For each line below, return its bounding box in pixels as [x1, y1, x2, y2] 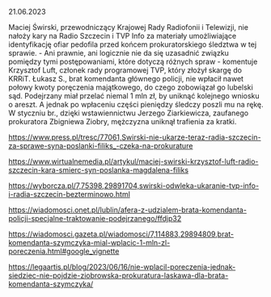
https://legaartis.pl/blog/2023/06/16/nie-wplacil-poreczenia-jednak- [8, 262, 236, 271]
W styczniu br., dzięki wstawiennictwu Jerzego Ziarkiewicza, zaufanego [8, 108, 249, 118]
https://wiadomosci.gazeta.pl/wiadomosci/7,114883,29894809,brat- [8, 229, 235, 239]
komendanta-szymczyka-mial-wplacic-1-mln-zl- [8, 238, 171, 247]
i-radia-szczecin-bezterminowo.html [8, 190, 131, 199]
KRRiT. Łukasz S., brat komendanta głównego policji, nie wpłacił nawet [8, 74, 244, 83]
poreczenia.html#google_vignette [8, 246, 120, 256]
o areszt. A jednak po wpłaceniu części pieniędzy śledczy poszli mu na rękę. [8, 100, 264, 109]
